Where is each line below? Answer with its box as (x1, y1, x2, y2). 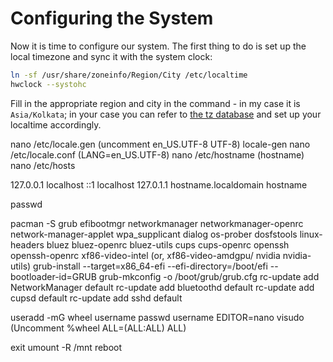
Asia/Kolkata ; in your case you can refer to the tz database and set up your (10, 108, 322, 120)
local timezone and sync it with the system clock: (10, 50, 213, 62)
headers (10, 238, 45, 251)
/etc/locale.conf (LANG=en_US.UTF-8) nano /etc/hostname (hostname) (10, 148, 305, 161)
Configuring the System (10, 7, 214, 30)
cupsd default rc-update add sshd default (10, 292, 183, 304)
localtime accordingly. (10, 118, 102, 131)
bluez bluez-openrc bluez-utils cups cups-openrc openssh (46, 238, 290, 251)
